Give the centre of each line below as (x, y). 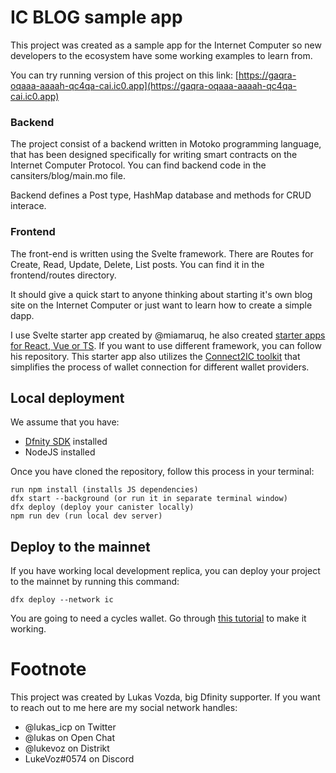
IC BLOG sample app (96, 17)
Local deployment (67, 397)
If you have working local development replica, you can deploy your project (165, 571)
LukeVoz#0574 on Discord (79, 759)
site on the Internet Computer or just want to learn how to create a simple (161, 305)
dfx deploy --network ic (62, 600)
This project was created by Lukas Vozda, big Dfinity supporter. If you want (165, 697)
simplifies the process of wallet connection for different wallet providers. (160, 367)
